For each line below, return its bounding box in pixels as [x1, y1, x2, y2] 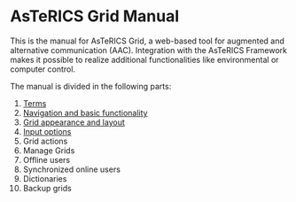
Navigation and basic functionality [22, 107, 148, 118]
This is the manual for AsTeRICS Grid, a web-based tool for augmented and [10, 35, 284, 46]
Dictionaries [22, 173, 67, 183]
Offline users [22, 154, 70, 165]
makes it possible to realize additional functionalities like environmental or [10, 54, 279, 65]
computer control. [10, 64, 76, 74]
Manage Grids [22, 144, 75, 156]
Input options [22, 126, 72, 136]
